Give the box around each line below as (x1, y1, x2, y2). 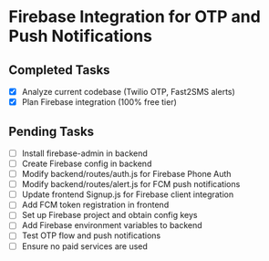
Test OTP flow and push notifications (21, 230, 161, 241)
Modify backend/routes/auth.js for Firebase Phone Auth (21, 169, 232, 180)
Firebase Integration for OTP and (8, 6, 261, 27)
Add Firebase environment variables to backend (21, 220, 202, 231)
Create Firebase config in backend (21, 158, 152, 169)
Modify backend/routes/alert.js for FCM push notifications (21, 179, 241, 190)
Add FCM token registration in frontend (21, 199, 170, 211)
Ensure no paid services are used (21, 240, 148, 252)
